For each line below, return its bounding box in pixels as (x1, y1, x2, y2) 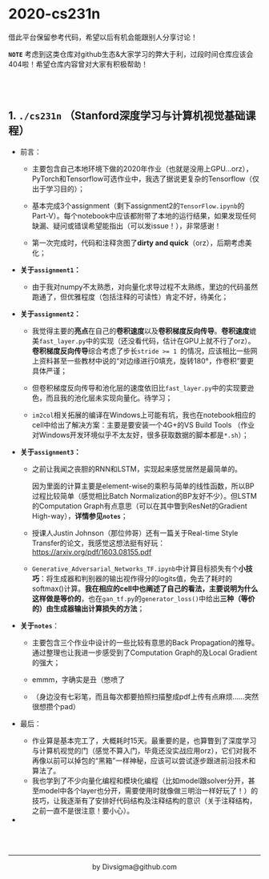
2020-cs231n (8, 5, 101, 23)
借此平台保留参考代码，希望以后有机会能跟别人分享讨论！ (8, 32, 198, 42)
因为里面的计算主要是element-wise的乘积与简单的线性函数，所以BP (31, 481, 255, 491)
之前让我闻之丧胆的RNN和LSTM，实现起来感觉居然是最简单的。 (31, 464, 243, 473)
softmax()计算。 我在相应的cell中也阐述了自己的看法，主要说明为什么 (31, 584, 259, 593)
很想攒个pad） (31, 701, 80, 711)
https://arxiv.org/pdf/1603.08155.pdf (31, 547, 152, 556)
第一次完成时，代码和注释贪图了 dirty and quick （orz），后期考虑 (31, 238, 246, 247)
